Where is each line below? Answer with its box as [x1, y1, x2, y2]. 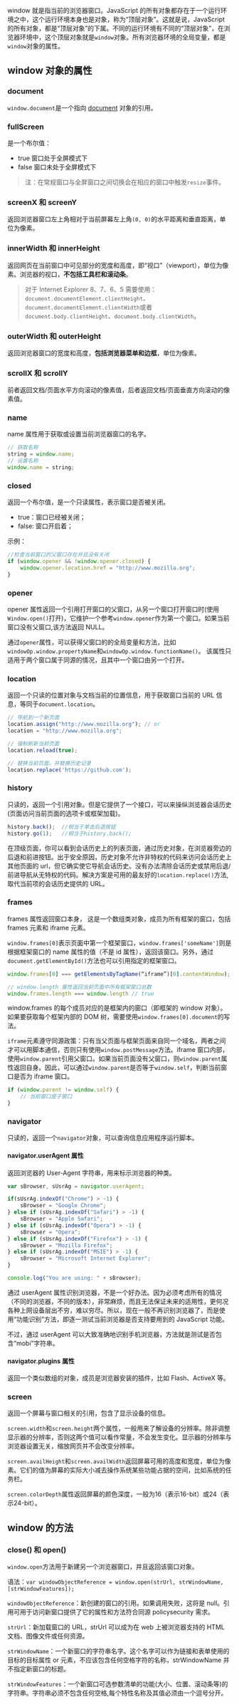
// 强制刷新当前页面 [7, 740, 60, 747]
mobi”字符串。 [16, 1339, 59, 1347]
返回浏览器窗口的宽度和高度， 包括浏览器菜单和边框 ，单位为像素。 [7, 348, 201, 357]
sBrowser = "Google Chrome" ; [20, 1202, 107, 1209]
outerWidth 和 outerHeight [7, 331, 102, 341]
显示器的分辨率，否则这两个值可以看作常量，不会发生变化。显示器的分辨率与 [7, 1433, 232, 1441]
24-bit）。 [13, 1499, 41, 1508]
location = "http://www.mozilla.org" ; [7, 727, 122, 735]
